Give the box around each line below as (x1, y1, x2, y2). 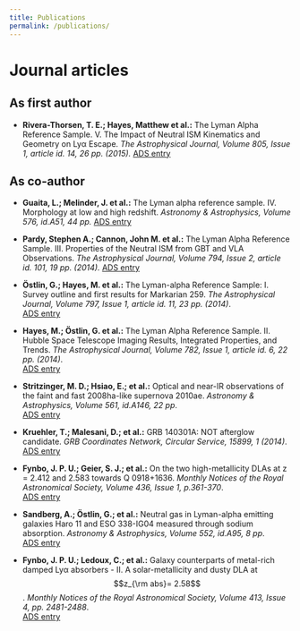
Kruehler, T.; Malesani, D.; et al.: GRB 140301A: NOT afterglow (21, 427, 255, 438)
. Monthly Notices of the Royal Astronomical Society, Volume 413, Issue (21, 593, 287, 603)
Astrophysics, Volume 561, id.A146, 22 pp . (21, 400, 177, 411)
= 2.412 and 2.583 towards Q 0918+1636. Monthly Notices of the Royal (21, 473, 284, 483)
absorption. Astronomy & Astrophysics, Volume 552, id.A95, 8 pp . (21, 528, 266, 539)
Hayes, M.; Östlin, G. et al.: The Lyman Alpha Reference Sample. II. (21, 326, 271, 337)
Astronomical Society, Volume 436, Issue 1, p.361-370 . (21, 482, 224, 493)
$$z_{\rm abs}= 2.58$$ (113, 578, 201, 589)
